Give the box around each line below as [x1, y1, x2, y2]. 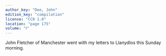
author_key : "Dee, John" [5, 7, 58, 12]
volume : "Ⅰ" [5, 26, 29, 31]
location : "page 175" [5, 21, 51, 26]
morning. [5, 45, 24, 51]
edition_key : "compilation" [5, 12, 65, 17]
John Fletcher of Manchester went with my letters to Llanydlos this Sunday [5, 39, 161, 45]
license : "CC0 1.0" [5, 16, 47, 21]
